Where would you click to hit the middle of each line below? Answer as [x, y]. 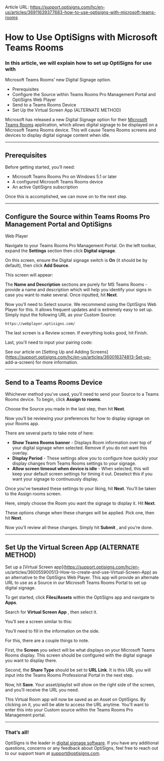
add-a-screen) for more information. [42, 362]
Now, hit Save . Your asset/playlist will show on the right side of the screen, [80, 685]
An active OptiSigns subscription [45, 187]
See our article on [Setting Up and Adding [47, 352]
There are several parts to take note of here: [50, 433]
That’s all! [17, 732]
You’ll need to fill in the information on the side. [52, 631]
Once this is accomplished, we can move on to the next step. [66, 197]
